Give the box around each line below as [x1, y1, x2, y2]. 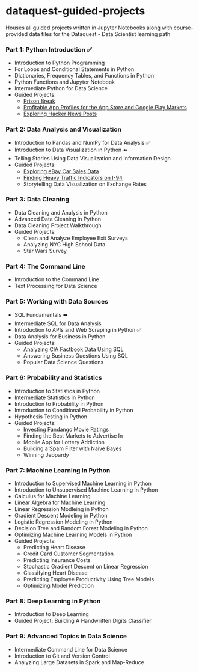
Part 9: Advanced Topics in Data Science [5, 632, 127, 641]
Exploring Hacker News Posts [23, 110, 97, 118]
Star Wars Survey [23, 247, 67, 254]
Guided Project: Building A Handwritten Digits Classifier [14, 617, 152, 625]
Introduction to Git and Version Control [14, 652, 111, 659]
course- [173, 24, 194, 31]
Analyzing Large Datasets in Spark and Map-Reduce [14, 658, 145, 665]
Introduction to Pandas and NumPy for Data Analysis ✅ [14, 139, 151, 146]
